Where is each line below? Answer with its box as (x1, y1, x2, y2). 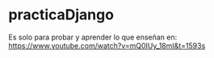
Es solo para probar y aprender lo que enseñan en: (8, 32, 178, 42)
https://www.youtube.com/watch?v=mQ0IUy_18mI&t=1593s (8, 40, 206, 50)
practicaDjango (8, 6, 115, 24)
